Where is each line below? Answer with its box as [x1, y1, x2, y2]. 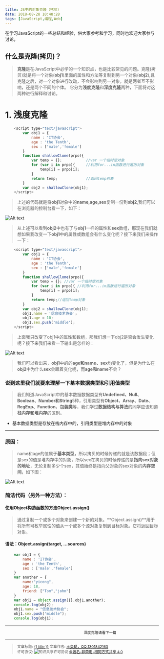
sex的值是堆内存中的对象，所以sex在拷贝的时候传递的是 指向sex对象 [21, 456, 159, 463]
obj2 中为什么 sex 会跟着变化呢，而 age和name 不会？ [17, 366, 122, 372]
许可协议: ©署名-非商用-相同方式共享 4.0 [17, 649, 123, 655]
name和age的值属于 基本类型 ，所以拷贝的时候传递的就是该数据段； [17, 450, 151, 456]
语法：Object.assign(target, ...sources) [5, 541, 86, 547]
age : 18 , [22, 584, 41, 589]
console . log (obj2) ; [14, 602, 54, 607]
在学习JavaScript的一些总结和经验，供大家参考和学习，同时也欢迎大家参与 [5, 30, 155, 36]
